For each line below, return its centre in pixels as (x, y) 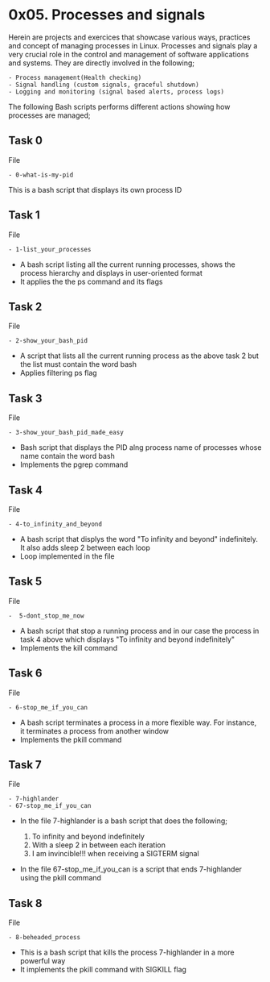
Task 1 (24, 215)
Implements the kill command (69, 647)
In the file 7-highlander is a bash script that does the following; (123, 821)
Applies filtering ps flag (59, 373)
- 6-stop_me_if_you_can (48, 707)
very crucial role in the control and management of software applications (129, 54)
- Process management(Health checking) (75, 77)
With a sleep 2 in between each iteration (99, 845)
